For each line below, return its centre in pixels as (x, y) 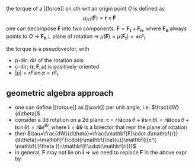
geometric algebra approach (60, 93)
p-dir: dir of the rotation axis (49, 60)
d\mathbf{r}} (163, 133)
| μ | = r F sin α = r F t (36, 74)
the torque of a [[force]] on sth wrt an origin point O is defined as (85, 9)
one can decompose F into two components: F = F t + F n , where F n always (97, 29)
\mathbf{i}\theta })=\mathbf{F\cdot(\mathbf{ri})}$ (75, 146)
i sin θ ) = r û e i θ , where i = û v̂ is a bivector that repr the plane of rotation (101, 127)
